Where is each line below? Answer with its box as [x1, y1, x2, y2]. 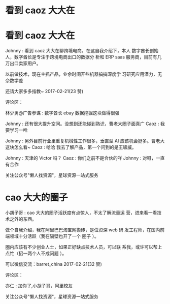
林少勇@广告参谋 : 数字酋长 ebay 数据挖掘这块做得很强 [5, 110, 120, 116]
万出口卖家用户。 [5, 60, 41, 67]
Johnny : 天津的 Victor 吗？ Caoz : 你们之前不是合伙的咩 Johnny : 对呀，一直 [5, 155, 165, 161]
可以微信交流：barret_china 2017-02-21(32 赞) [5, 261, 103, 267]
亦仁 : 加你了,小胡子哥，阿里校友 [5, 283, 73, 289]
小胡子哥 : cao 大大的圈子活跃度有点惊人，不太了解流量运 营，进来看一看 [5, 209, 157, 216]
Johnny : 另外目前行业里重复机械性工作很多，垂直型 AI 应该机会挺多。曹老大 [5, 138, 165, 144]
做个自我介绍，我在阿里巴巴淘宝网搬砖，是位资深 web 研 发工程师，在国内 [5, 227, 160, 233]
